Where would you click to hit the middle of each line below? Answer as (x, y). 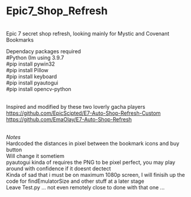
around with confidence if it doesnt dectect (58, 168)
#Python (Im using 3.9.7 (35, 57)
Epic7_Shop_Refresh (57, 11)
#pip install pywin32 (31, 64)
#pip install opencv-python (39, 89)
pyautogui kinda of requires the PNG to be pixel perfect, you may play (91, 162)
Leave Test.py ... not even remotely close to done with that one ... (85, 187)
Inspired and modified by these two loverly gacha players (76, 106)
